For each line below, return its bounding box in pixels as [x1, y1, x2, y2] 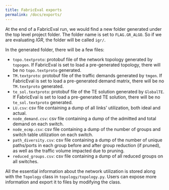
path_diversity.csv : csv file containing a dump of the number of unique [12, 137, 163, 143]
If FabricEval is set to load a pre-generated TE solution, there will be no [12, 94, 160, 100]
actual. [12, 110, 27, 116]
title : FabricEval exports [5, 7, 62, 13]
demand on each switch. [12, 121, 64, 127]
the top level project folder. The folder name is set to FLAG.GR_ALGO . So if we [5, 31, 162, 37]
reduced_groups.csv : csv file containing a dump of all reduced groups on [12, 153, 163, 159]
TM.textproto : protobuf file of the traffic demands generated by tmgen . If [12, 72, 162, 78]
